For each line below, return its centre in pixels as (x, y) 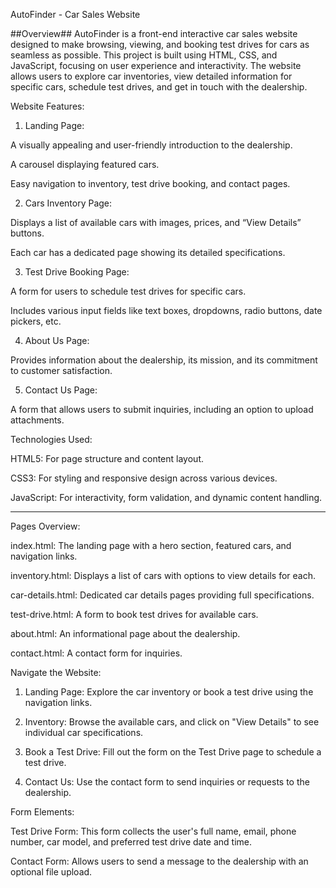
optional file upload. (51, 872)
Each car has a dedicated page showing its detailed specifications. (148, 252)
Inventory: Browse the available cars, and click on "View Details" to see (172, 722)
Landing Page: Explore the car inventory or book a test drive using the (169, 692)
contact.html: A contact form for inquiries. (96, 653)
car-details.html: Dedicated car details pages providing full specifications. (162, 595)
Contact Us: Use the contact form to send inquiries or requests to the (167, 782)
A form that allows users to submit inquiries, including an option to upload (162, 409)
